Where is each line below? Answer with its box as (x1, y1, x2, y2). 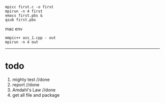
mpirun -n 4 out (5, 40, 38, 44)
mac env (5, 26, 23, 32)
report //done (12, 82, 40, 87)
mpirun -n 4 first (5, 9, 43, 14)
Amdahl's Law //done (12, 87, 56, 93)
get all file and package (12, 92, 60, 98)
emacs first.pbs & (5, 13, 43, 18)
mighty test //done (12, 76, 50, 82)
